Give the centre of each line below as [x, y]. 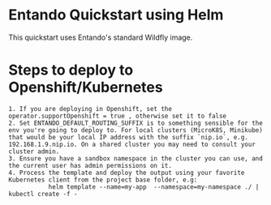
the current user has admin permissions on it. [90, 165]
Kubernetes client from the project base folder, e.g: [103, 180]
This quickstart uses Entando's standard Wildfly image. [101, 37]
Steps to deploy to [71, 70]
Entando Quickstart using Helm [116, 15]
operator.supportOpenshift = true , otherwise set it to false [118, 116]
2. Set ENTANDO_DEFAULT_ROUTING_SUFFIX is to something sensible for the [136, 123]
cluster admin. [34, 152]
